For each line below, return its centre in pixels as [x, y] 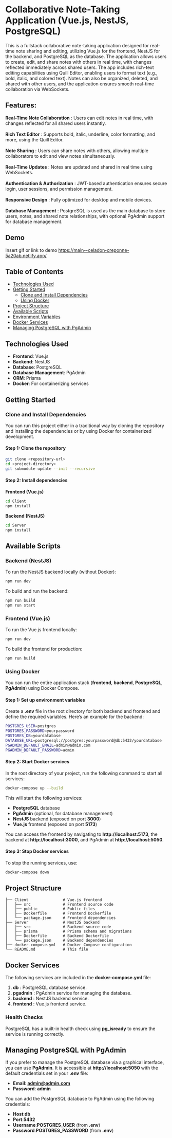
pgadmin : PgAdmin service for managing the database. [72, 993]
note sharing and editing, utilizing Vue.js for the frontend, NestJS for [88, 51]
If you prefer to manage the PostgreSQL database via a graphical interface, [85, 1062]
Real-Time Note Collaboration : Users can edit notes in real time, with [79, 118]
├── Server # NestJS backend [53, 923]
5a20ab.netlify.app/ [26, 255]
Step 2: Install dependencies [36, 480]
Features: [21, 106]
